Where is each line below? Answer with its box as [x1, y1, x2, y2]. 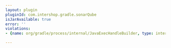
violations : [5, 26, 31, 31]
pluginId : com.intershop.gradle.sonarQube [5, 12, 97, 17]
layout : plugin [5, 7, 38, 13]
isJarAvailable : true [5, 17, 51, 22]
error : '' [5, 21, 26, 27]
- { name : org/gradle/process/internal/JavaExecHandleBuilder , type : [5, 31, 154, 36]
